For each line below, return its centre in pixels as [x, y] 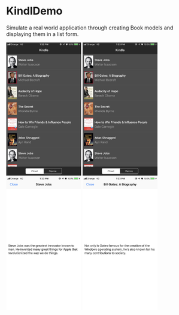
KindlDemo [34, 11]
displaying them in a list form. [43, 34]
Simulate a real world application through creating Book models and [90, 28]
